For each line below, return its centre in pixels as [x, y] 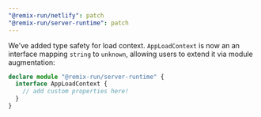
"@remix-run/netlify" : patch [56, 15]
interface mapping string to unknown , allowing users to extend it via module [130, 54]
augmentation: [32, 62]
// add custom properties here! [76, 92]
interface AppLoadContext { [62, 84]
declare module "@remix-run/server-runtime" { [86, 77]
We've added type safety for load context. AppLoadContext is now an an [124, 45]
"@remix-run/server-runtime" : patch [68, 23]
